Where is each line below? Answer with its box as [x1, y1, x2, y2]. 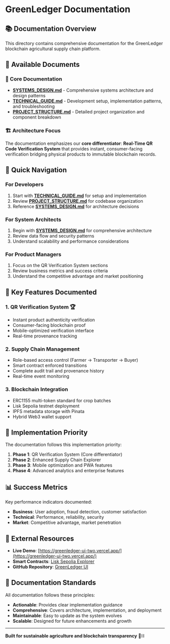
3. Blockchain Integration [5, 386, 68, 393]
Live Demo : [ [12, 547, 40, 553]
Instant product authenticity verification [12, 317, 95, 323]
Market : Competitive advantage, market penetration [12, 519, 121, 525]
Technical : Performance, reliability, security [12, 514, 104, 520]
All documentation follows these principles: [5, 592, 95, 598]
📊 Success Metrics [5, 483, 68, 491]
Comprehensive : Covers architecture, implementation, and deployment [12, 607, 162, 613]
